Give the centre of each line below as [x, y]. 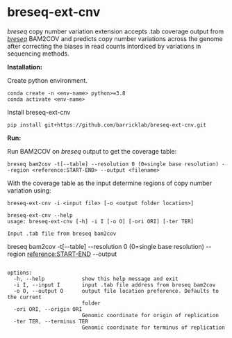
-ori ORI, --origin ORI [48, 309]
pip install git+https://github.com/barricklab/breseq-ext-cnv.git [107, 125]
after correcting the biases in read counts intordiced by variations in [104, 46]
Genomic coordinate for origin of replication [150, 315]
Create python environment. [48, 80]
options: [20, 273]
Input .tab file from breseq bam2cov [62, 234]
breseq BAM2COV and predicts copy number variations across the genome [115, 38]
